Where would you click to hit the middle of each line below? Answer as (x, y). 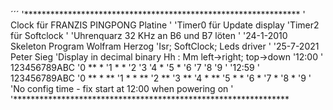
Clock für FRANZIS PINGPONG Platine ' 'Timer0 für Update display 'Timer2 (165, 25)
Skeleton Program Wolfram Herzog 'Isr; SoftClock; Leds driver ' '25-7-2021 (165, 46)
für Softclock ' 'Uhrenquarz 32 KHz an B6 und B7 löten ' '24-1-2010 (149, 35)
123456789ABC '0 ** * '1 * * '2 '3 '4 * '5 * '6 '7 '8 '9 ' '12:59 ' (135, 67)
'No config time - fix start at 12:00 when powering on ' (122, 88)
